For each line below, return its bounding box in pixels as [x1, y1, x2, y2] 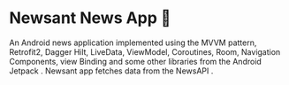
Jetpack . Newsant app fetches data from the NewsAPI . [9, 66, 214, 76]
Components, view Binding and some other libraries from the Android [9, 56, 262, 66]
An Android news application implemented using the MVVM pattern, [9, 37, 257, 48]
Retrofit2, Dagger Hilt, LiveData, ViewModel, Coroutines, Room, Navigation [9, 46, 281, 57]
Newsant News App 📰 [9, 8, 171, 28]
